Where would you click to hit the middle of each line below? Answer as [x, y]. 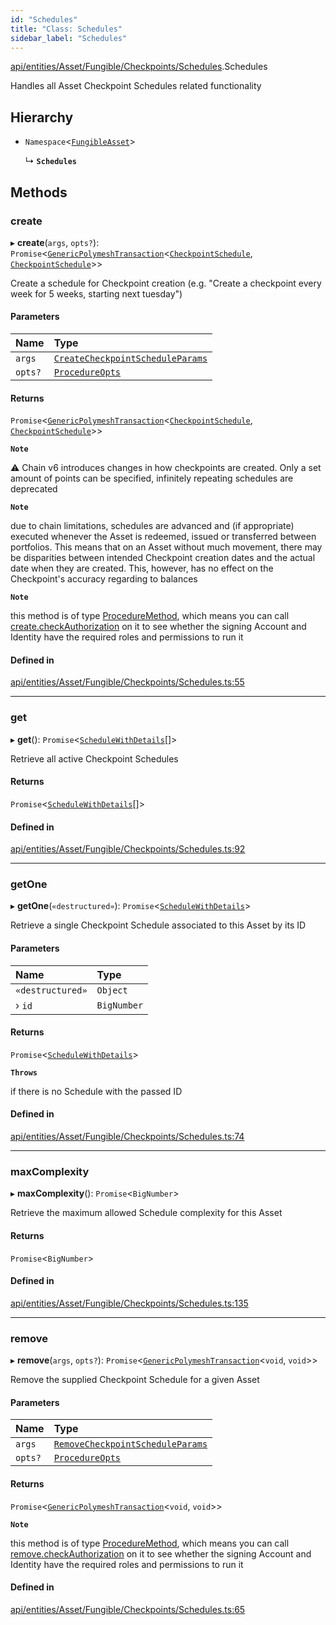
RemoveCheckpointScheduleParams [130, 1444]
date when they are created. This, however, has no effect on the [142, 568]
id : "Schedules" [44, 19]
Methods [39, 192]
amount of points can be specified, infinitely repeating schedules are [152, 478]
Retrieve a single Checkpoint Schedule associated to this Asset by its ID [158, 925]
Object [112, 990]
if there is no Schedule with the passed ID [96, 1091]
